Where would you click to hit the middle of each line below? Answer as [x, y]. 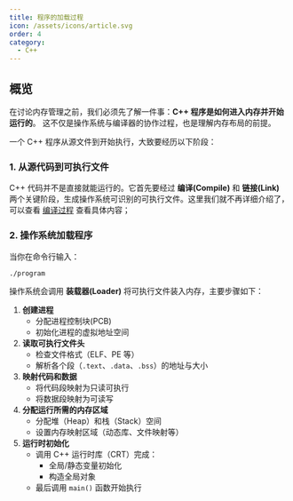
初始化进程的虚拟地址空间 [82, 332]
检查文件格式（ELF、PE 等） [87, 354]
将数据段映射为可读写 [74, 399]
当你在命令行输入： [44, 256]
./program [28, 273]
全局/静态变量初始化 [85, 465]
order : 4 [25, 34]
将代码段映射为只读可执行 [82, 388]
